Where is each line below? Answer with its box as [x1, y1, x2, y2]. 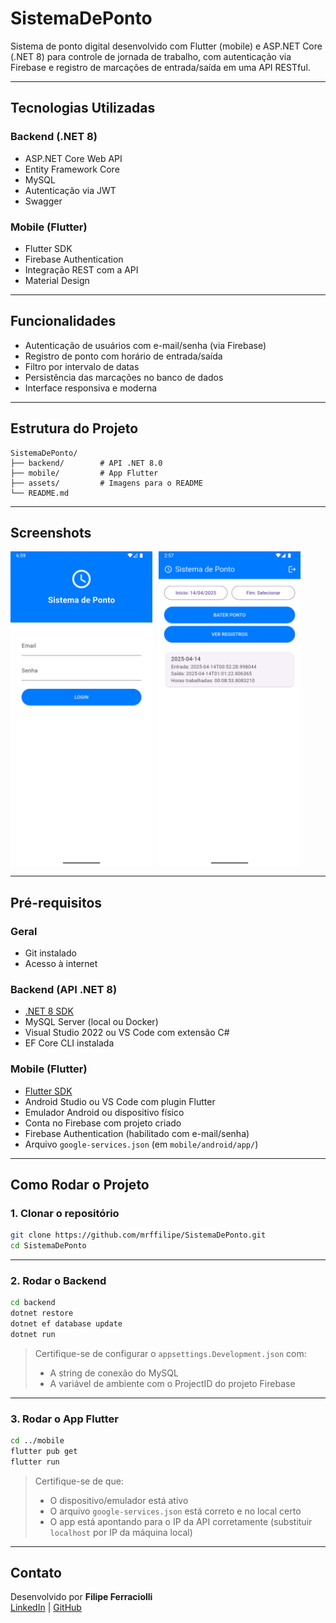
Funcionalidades [10, 313, 117, 330]
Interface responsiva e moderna [24, 382, 158, 394]
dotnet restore [10, 1308, 74, 1319]
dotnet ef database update [10, 1318, 123, 1329]
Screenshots [10, 524, 92, 541]
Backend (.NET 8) [10, 130, 98, 144]
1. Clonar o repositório [10, 1206, 120, 1220]
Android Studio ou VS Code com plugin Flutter [24, 1095, 216, 1107]
